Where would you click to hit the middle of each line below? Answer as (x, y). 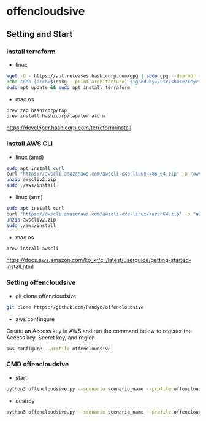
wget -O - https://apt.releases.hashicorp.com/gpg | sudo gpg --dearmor (101, 76)
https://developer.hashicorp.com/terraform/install (69, 128)
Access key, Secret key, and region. (51, 337)
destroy (25, 401)
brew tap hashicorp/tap (37, 110)
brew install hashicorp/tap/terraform (56, 116)
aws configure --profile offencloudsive (59, 349)
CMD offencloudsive (38, 365)
